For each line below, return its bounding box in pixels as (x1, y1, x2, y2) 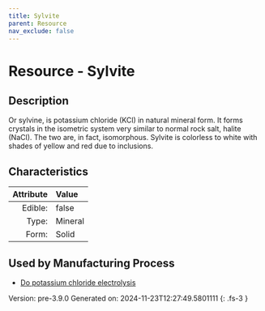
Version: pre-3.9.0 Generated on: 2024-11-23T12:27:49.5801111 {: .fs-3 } (8, 293, 249, 303)
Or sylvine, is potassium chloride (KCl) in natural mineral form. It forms (8, 115, 243, 126)
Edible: (21, 202, 49, 214)
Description (8, 94, 69, 108)
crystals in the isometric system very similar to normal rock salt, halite (8, 124, 241, 134)
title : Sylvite (8, 11, 60, 20)
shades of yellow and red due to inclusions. (8, 141, 154, 151)
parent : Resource (8, 19, 67, 28)
